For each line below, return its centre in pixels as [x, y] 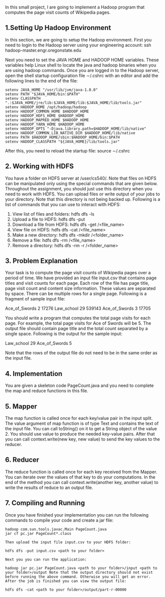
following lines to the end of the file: [41, 80]
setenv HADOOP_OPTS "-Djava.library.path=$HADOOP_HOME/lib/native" [76, 129]
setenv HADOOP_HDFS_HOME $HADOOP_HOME [45, 115]
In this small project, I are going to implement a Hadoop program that [75, 7]
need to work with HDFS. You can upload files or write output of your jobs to [82, 194]
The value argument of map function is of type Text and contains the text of [82, 423]
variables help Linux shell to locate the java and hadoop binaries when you [81, 65]
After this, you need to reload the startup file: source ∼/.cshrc [68, 150]
